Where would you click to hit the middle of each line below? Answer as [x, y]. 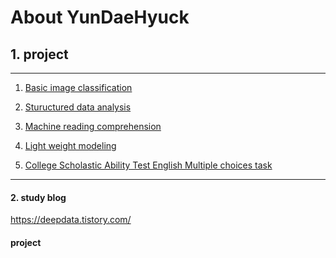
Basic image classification [78, 87]
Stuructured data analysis [78, 107]
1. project [39, 54]
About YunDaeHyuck [100, 17]
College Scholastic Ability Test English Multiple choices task [148, 165]
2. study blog [38, 197]
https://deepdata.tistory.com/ [71, 220]
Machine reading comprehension [93, 126]
